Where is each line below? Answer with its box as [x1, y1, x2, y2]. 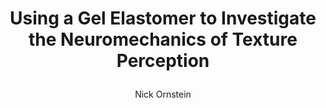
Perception [116, 50, 210, 72]
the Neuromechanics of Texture [28, 28, 298, 51]
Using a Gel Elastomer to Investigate [9, 7, 317, 30]
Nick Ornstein [134, 88, 192, 101]
